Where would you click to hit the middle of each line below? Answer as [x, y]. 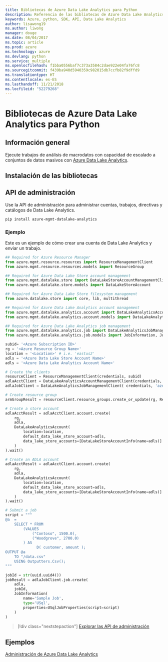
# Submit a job [21, 510]
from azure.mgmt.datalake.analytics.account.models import [68, 317]
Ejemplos [20, 642]
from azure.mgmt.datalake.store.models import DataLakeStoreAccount [78, 285]
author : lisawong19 [25, 24]
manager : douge [21, 33]
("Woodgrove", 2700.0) [55, 538]
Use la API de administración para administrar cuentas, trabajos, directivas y [84, 204]
